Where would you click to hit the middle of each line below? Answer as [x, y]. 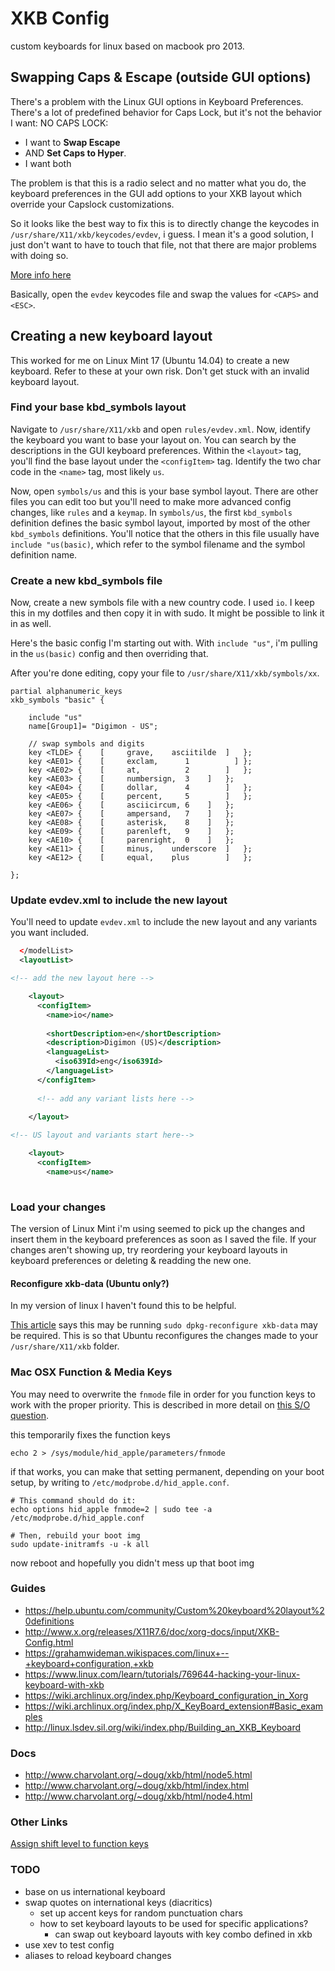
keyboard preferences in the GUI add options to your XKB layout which [156, 193]
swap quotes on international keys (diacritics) [118, 1902]
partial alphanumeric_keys [66, 692]
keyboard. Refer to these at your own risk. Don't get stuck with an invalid [160, 371]
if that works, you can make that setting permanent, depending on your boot [167, 1471]
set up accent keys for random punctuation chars [141, 1913]
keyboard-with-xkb [64, 1684]
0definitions [49, 1621]
